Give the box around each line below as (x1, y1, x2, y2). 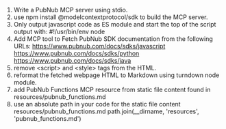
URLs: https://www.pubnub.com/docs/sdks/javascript (13, 42, 166, 50)
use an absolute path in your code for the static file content (13, 100, 181, 108)
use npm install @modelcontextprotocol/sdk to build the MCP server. (13, 13, 208, 21)
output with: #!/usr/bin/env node (13, 27, 105, 35)
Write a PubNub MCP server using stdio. (13, 6, 128, 14)
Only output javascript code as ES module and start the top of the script (13, 20, 216, 28)
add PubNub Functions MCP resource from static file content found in (13, 85, 211, 94)
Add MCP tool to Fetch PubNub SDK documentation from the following (13, 35, 214, 43)
